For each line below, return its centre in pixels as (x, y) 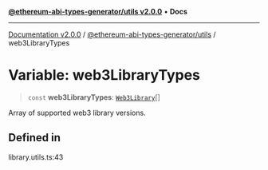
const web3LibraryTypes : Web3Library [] (94, 97)
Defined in (35, 138)
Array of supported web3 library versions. (77, 113)
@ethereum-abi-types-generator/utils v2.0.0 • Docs (98, 12)
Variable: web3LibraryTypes (104, 75)
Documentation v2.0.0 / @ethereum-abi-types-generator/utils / (112, 34)
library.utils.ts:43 (36, 157)
